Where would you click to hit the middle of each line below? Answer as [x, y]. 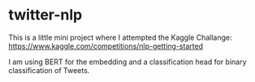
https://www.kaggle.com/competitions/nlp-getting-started [106, 45]
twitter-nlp [45, 15]
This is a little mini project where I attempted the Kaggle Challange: [120, 37]
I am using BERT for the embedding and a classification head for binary [127, 62]
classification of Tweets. [49, 70]
